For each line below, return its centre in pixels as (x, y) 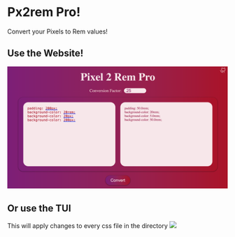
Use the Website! (45, 53)
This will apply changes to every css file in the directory (87, 226)
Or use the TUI (39, 208)
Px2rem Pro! (44, 12)
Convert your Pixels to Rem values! (58, 31)
